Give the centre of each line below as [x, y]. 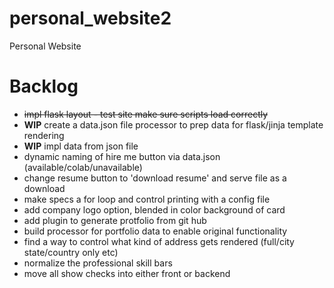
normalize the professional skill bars [98, 263]
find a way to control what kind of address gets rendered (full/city [159, 241]
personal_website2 [90, 18]
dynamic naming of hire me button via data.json [122, 156]
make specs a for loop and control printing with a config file [147, 199]
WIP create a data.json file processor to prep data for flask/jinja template [173, 124]
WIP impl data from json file [81, 146]
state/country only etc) [71, 252]
